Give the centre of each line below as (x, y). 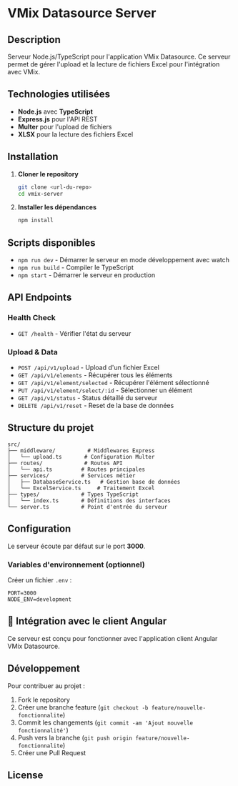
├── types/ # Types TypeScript (73, 494)
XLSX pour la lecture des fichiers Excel (75, 134)
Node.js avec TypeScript (55, 111)
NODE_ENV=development (40, 599)
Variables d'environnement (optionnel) (76, 564)
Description (34, 40)
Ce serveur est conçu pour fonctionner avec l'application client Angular (113, 638)
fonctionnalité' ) (43, 730)
